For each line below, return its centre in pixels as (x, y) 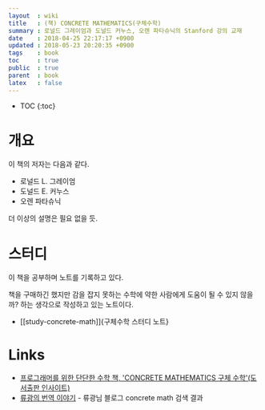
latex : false (35, 83)
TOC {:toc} (38, 106)
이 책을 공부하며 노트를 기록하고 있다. (66, 278)
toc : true (34, 61)
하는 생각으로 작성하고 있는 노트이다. (76, 305)
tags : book (34, 53)
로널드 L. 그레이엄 (48, 181)
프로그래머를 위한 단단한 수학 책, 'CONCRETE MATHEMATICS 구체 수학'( (135, 378)
